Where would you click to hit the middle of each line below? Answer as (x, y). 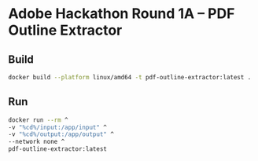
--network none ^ (37, 142)
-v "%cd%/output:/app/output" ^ (61, 134)
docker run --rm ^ (38, 120)
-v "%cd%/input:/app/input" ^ (58, 127)
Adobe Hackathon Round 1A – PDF (122, 14)
